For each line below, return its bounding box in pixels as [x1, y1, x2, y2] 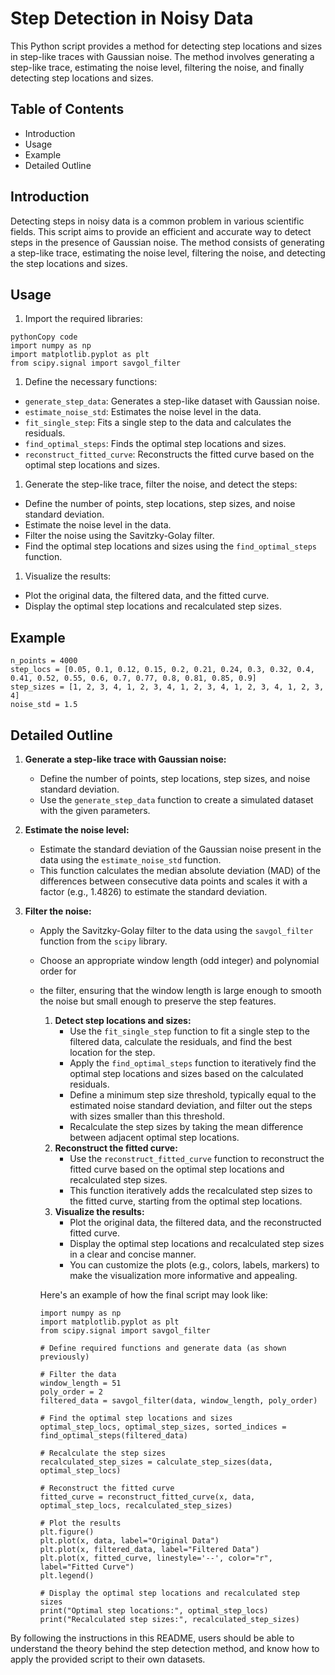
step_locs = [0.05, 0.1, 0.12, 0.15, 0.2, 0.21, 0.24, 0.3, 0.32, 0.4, [10, 665, 315, 675]
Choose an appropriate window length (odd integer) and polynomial [39, 955, 320, 966]
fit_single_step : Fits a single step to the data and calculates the [24, 417, 292, 429]
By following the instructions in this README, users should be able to [10, 1632, 295, 1644]
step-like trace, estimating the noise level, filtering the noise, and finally [10, 61, 305, 73]
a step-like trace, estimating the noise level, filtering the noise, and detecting [10, 247, 326, 259]
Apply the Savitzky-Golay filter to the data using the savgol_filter [39, 925, 314, 936]
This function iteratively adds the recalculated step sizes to [69, 1185, 313, 1196]
